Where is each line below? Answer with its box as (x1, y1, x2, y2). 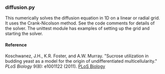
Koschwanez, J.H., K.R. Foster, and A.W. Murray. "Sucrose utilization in (5, 53, 149, 59)
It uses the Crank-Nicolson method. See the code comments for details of (5, 20, 155, 26)
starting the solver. (5, 31, 43, 37)
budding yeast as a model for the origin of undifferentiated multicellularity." (5, 58, 158, 64)
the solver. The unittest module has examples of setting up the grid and (5, 25, 150, 31)
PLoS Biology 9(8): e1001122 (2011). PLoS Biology (5, 63, 105, 69)
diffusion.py (5, 4, 35, 11)
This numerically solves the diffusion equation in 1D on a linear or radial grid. (5, 15, 160, 21)
